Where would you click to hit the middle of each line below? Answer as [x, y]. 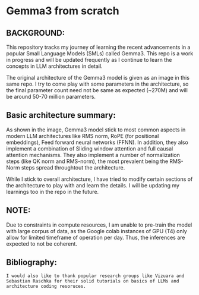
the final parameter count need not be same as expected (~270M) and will [97, 90]
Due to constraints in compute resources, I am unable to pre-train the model [99, 225]
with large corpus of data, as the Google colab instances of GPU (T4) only [97, 231]
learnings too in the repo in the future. [53, 192]
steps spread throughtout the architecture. [73, 167]
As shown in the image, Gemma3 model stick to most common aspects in [96, 130]
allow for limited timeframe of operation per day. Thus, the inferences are [96, 237]
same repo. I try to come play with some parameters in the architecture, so [97, 84]
